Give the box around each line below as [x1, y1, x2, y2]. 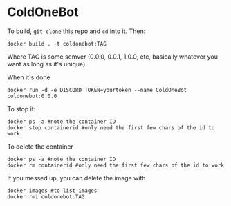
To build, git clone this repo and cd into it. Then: [7, 27, 146, 35]
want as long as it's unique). [7, 59, 88, 68]
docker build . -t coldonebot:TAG [7, 40, 107, 47]
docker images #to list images [7, 187, 98, 194]
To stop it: [7, 104, 36, 113]
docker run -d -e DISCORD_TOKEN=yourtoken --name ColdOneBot [7, 86, 187, 93]
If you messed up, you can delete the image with [7, 174, 146, 182]
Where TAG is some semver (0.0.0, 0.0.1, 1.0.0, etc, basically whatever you [7, 53, 218, 61]
